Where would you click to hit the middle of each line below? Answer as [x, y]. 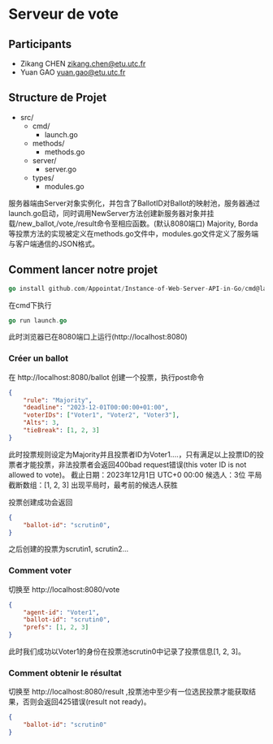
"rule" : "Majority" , [58, 400]
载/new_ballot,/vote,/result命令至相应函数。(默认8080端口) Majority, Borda [133, 223]
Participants [40, 44]
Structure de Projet [58, 98]
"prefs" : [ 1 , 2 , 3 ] [56, 627]
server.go [61, 169]
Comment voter [40, 571]
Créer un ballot [39, 358]
